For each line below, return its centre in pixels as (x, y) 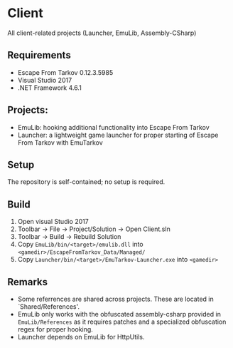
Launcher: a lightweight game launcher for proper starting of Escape (118, 135)
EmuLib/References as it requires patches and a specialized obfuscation (122, 322)
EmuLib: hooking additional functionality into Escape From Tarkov (113, 127)
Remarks (28, 282)
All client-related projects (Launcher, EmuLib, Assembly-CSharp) (102, 33)
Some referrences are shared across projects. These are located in (116, 299)
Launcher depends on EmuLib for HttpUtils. (81, 337)
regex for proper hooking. (55, 329)
